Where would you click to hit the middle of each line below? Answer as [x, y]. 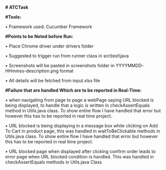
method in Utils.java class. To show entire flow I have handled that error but [83, 111]
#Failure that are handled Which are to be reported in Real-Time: [73, 90]
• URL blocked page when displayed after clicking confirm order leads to [80, 151]
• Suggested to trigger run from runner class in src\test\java [67, 56]
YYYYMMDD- [130, 65]
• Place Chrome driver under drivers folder [49, 46]
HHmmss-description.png [32, 71]
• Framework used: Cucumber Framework [49, 27]
